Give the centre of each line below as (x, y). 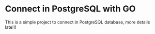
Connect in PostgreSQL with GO (70, 9)
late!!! (10, 27)
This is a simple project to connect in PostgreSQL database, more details (77, 22)
